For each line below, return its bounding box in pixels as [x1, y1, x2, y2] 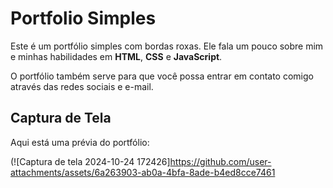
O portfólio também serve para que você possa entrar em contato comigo [10, 70, 314, 82]
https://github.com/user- [169, 155, 272, 167]
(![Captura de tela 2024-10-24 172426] [10, 155, 171, 167]
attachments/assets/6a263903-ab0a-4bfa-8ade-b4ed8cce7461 [10, 166, 276, 178]
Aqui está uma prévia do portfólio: [10, 136, 150, 148]
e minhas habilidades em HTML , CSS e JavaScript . [10, 50, 223, 62]
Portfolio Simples [10, 7, 157, 30]
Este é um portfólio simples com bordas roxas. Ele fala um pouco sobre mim [10, 40, 324, 52]
